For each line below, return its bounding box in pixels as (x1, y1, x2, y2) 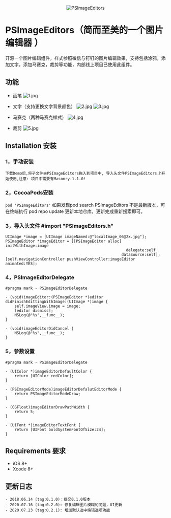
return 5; (14, 409, 36, 414)
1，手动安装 (5, 158, 34, 165)
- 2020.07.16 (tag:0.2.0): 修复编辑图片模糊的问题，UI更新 (5, 502, 122, 508)
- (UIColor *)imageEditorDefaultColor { (5, 369, 93, 374)
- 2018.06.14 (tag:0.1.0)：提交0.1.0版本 (5, 497, 91, 502)
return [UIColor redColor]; (14, 373, 74, 378)
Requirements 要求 (5, 447, 66, 456)
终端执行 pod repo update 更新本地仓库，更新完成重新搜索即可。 (9, 208, 146, 214)
